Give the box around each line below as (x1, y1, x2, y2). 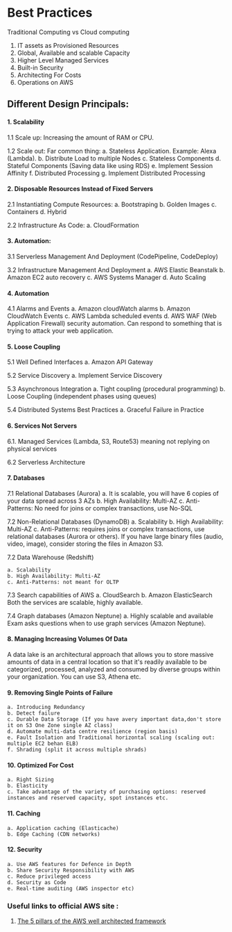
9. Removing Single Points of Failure (7, 688, 113, 697)
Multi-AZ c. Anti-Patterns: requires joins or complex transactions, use (7, 524, 205, 533)
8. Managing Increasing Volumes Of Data (7, 635, 128, 643)
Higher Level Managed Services (17, 56, 109, 64)
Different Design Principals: (7, 99, 130, 110)
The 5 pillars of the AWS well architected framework (17, 917, 166, 925)
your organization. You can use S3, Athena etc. (7, 672, 141, 681)
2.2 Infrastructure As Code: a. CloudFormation (7, 221, 140, 229)
